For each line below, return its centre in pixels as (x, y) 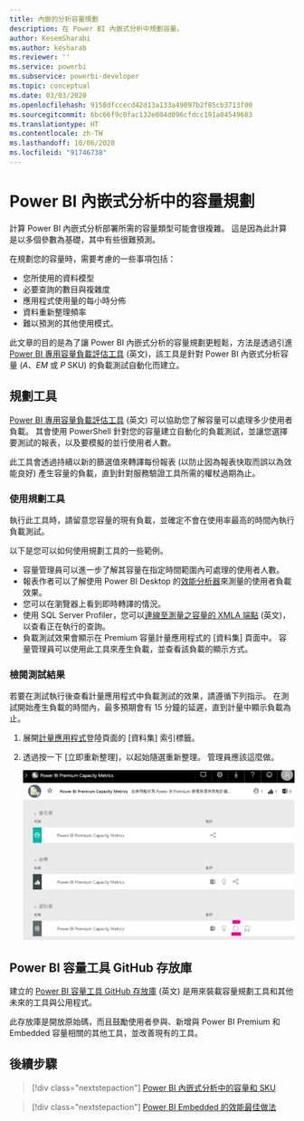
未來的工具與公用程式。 (53, 1002)
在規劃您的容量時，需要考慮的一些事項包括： (93, 259)
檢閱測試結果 (38, 674)
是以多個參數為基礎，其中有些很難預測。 (85, 239)
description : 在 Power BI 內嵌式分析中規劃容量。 (96, 28)
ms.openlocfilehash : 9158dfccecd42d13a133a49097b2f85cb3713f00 (131, 105)
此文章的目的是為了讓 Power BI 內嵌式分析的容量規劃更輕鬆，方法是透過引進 (151, 342)
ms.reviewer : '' (40, 57)
